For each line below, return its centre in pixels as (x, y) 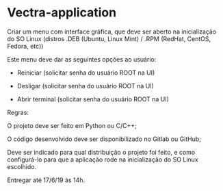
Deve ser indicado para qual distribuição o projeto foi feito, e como (101, 152)
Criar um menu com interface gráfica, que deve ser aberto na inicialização (112, 31)
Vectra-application (62, 13)
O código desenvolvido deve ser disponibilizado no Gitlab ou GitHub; (104, 139)
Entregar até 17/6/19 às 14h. (46, 180)
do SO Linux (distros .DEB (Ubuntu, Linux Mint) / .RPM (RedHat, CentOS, (109, 38)
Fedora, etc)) (25, 46)
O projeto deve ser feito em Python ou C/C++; (72, 125)
